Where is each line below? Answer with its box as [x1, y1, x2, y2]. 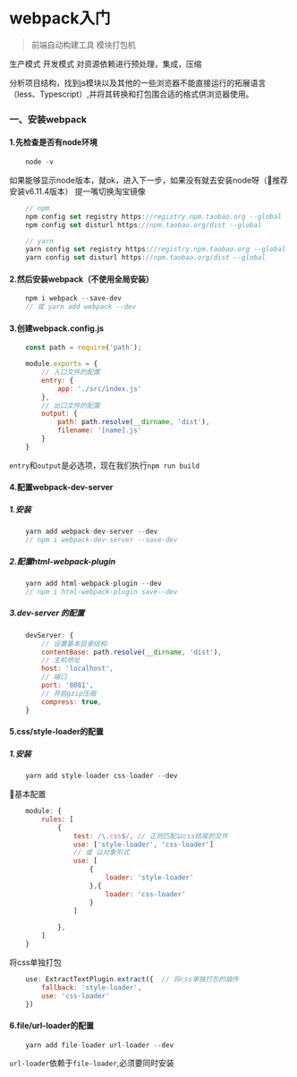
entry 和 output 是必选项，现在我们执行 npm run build [9, 460, 199, 471]
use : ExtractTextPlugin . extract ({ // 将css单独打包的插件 [25, 974, 240, 984]
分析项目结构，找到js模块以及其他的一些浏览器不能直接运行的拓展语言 [9, 77, 267, 88]
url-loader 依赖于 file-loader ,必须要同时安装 [9, 1057, 174, 1069]
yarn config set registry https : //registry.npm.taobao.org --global [25, 245, 286, 254]
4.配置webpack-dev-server [9, 482, 114, 493]
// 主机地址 [41, 656, 81, 665]
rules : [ [41, 815, 74, 824]
